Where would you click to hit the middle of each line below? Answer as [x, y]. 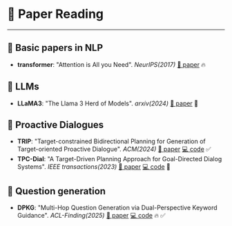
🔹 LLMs [23, 86]
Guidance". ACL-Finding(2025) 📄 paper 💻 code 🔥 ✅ [91, 216]
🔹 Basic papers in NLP [55, 48]
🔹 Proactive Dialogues [56, 124]
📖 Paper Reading [56, 14]
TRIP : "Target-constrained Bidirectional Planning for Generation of [111, 141]
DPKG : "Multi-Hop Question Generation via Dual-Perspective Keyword [117, 208]
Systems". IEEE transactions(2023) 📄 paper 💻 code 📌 [94, 167]
